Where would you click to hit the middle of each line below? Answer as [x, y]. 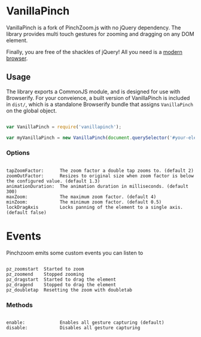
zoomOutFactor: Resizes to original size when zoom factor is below [100, 176]
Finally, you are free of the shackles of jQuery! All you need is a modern [94, 51]
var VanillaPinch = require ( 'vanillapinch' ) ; [64, 127]
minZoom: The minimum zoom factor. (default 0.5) [84, 202]
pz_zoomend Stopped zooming [45, 274]
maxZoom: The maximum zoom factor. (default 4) [81, 197]
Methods [19, 305]
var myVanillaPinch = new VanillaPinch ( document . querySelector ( [88, 138]
